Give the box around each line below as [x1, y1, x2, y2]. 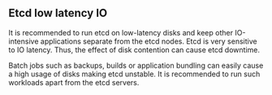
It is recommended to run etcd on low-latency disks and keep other [8, 27, 234, 37]
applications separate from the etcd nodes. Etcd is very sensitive [40, 36, 257, 46]
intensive [8, 36, 39, 46]
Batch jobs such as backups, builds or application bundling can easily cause [8, 60, 264, 70]
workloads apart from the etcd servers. [8, 77, 140, 87]
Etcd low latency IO [8, 6, 108, 20]
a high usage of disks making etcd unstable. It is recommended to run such [8, 68, 261, 79]
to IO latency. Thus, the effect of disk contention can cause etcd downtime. [8, 44, 260, 55]
